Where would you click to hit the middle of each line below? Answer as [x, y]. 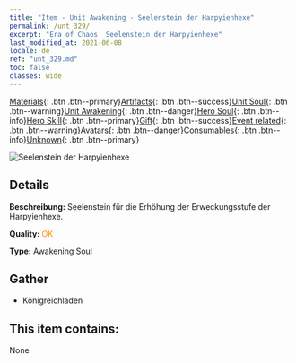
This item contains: [64, 328]
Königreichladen [52, 300]
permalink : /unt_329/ [50, 26]
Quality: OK [31, 233]
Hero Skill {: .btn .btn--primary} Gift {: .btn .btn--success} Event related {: [157, 120]
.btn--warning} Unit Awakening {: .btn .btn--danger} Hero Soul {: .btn [133, 111]
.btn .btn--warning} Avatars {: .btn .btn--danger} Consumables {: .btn [133, 130]
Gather [29, 279]
